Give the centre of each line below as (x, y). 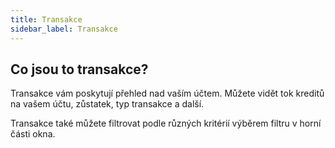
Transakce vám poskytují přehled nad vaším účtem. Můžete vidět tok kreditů (167, 93)
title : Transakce (46, 19)
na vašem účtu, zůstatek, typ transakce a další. (107, 104)
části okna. (33, 134)
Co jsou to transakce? (79, 69)
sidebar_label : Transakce (64, 29)
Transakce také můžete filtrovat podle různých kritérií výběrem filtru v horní (166, 123)
